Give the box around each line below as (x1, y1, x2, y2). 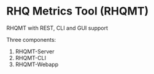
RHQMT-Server (15, 47, 55, 55)
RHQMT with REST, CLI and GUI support (6, 24, 109, 32)
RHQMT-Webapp (15, 61, 59, 68)
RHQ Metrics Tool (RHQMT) (6, 4, 149, 18)
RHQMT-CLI (15, 54, 46, 61)
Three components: (6, 36, 56, 43)
